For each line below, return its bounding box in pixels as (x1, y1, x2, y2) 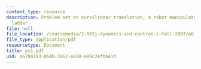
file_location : (6, 31, 44, 37)
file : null (6, 25, 33, 32)
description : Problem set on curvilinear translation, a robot (6, 14, 167, 20)
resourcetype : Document (6, 43, 66, 49)
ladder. (11, 20, 31, 26)
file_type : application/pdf (6, 37, 77, 43)
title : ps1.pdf (6, 48, 44, 54)
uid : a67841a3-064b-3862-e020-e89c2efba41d (6, 53, 117, 59)
